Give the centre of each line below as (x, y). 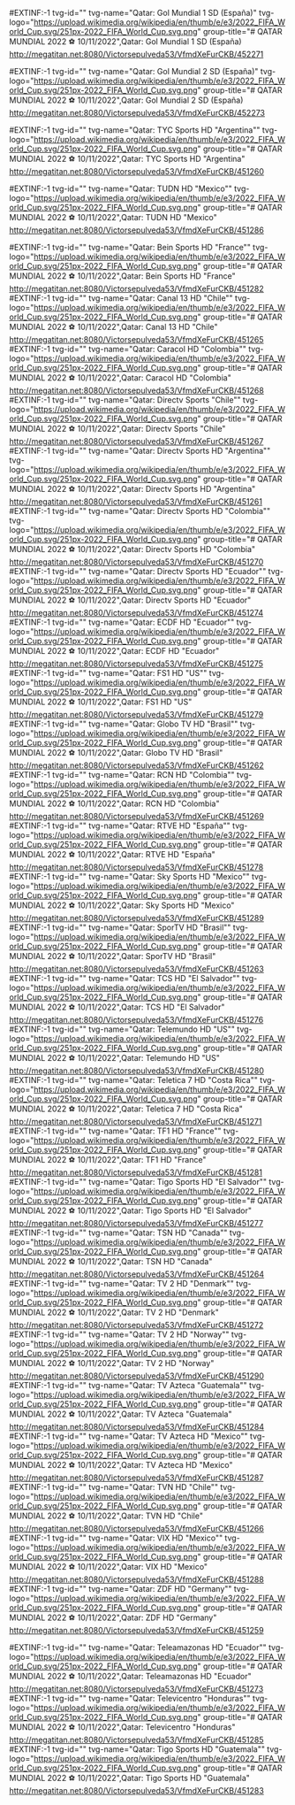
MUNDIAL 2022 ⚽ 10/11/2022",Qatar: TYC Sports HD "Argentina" (127, 159)
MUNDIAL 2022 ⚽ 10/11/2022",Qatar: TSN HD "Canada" (111, 1261)
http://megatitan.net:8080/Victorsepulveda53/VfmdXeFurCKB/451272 (136, 1325)
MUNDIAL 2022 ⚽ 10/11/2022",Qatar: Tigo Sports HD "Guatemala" (129, 1778)
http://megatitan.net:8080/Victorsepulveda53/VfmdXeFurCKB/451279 (136, 714)
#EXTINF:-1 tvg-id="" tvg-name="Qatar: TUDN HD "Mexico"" (121, 188)
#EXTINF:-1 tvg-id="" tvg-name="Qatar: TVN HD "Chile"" (114, 1487)
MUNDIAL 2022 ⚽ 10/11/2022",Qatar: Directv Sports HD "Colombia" (132, 549)
